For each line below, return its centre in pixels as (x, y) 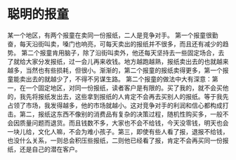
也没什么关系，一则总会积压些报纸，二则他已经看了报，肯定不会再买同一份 (115, 140)
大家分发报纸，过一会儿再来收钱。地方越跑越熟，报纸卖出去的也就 (121, 61)
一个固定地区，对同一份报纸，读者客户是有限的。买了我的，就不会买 (124, 88)
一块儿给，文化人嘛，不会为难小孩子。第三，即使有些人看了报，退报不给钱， (118, 131)
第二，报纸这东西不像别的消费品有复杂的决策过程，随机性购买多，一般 (121, 114)
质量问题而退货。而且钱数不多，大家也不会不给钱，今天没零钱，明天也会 (124, 123)
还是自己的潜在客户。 (50, 149)
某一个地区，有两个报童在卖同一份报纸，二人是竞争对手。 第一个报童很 (110, 35)
